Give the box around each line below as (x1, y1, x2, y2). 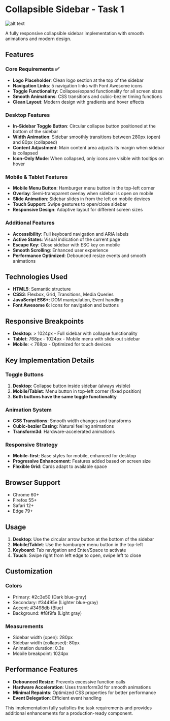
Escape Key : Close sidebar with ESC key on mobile (12, 241, 120, 247)
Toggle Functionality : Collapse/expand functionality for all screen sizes (12, 88, 163, 94)
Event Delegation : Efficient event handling (12, 695, 101, 701)
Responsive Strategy (5, 441, 58, 448)
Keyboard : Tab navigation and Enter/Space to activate (12, 547, 126, 553)
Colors (5, 582, 22, 589)
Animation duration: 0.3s (12, 645, 64, 651)
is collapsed (12, 150, 38, 156)
